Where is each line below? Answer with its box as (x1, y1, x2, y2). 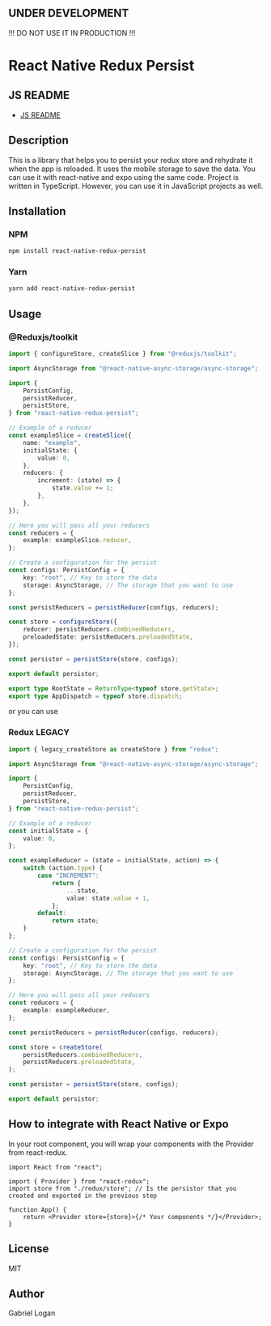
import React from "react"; (8, 1163, 104, 1171)
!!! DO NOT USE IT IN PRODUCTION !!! (8, 28, 136, 37)
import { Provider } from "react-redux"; (8, 1177, 150, 1186)
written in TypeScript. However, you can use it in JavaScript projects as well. (8, 181, 264, 190)
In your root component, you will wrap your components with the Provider (8, 1139, 255, 1148)
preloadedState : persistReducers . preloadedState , (23, 633, 194, 641)
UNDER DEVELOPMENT (8, 6, 129, 20)
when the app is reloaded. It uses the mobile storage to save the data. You (8, 164, 256, 173)
